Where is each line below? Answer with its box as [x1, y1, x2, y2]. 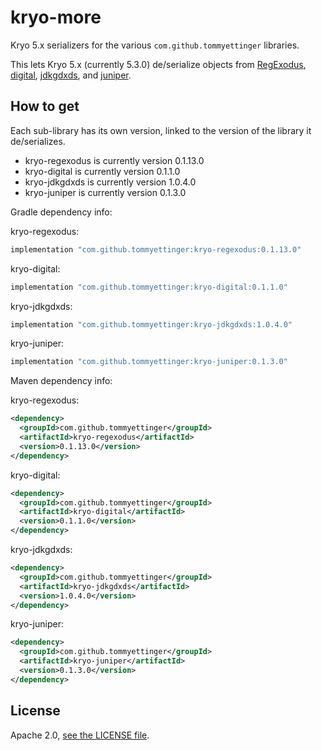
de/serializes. [10, 135, 66, 147]
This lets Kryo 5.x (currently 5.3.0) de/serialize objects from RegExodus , [10, 58, 307, 70]
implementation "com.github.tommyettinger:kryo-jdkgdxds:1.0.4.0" [10, 319, 293, 330]
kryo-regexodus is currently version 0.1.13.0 [24, 154, 205, 166]
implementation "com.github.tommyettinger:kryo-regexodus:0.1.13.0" [10, 244, 302, 255]
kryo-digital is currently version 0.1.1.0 [24, 165, 181, 177]
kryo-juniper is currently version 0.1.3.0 [24, 186, 187, 198]
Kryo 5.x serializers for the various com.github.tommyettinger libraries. [10, 39, 300, 51]
